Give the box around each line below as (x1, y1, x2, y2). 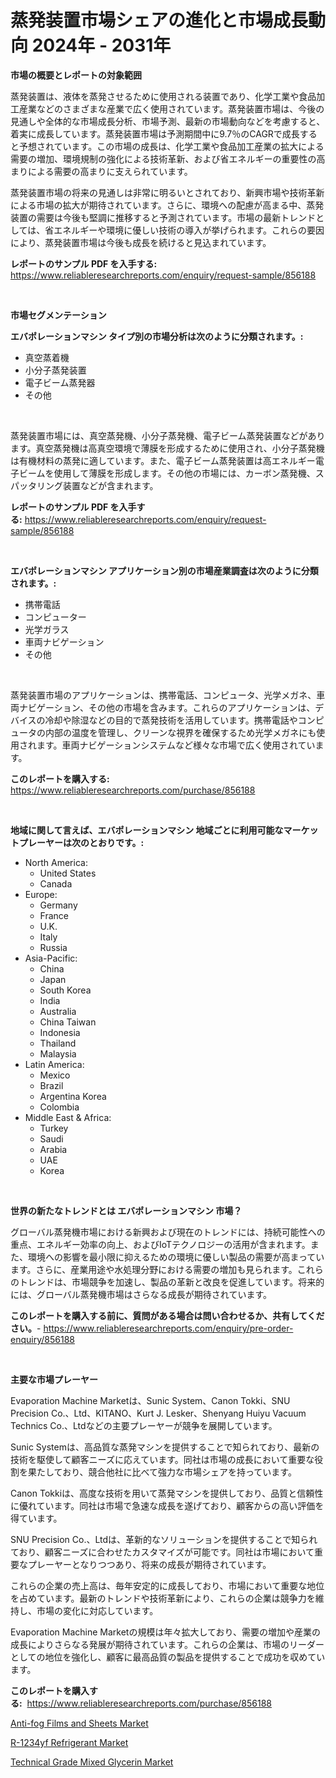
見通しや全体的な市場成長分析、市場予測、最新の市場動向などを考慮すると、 (10, 115, 326, 127)
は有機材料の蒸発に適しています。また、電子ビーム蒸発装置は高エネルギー (10, 454, 316, 466)
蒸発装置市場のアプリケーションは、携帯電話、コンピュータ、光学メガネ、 (10, 689, 317, 701)
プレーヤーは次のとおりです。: (18, 836, 145, 848)
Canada (39, 877, 73, 890)
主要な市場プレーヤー (10, 1373, 98, 1385)
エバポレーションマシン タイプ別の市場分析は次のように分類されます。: (10, 330, 304, 342)
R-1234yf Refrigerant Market (10, 1736, 129, 1748)
